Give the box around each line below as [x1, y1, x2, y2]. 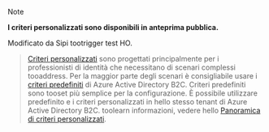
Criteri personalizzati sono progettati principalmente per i [27, 54, 219, 63]
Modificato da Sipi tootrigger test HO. [7, 38, 133, 48]
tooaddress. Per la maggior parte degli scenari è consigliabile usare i [27, 71, 258, 80]
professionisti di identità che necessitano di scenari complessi [27, 62, 236, 72]
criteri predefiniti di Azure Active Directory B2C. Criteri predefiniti [27, 80, 246, 89]
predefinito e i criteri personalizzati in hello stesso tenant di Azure [27, 97, 248, 106]
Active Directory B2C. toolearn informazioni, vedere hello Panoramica [27, 105, 261, 115]
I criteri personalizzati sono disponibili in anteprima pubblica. [7, 23, 219, 32]
